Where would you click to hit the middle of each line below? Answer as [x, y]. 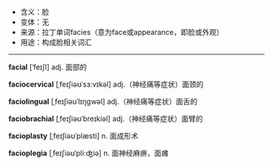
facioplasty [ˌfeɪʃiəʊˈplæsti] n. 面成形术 [74, 136]
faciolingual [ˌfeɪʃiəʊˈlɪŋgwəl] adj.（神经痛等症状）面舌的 [103, 101]
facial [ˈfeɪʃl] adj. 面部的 [48, 67]
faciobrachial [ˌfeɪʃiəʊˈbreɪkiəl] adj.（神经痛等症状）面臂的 [106, 119]
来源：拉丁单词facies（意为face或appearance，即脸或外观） [122, 32]
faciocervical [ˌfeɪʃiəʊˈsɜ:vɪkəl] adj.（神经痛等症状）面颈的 [106, 84]
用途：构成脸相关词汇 [56, 42]
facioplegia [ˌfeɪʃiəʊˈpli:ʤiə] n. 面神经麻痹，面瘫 [89, 153]
